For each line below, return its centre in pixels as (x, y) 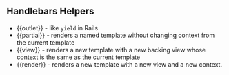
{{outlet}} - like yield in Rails (57, 28)
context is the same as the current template (78, 57)
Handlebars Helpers (50, 11)
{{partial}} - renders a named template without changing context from (116, 35)
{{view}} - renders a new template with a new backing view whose (111, 50)
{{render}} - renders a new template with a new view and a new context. (119, 64)
